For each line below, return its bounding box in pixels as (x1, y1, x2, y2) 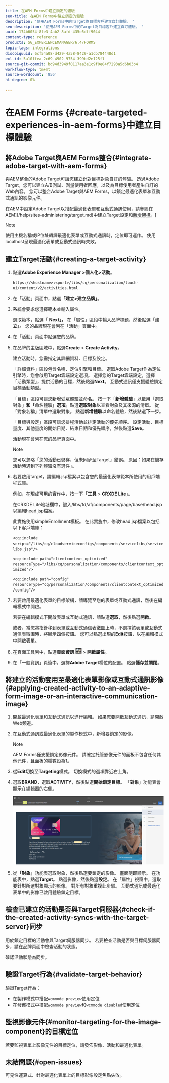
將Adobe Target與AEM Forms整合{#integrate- (5, 154, 152, 162)
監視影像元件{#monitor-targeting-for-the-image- (5, 1018, 161, 1026)
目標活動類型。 (12, 384, 44, 391)
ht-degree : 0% (5, 77, 35, 83)
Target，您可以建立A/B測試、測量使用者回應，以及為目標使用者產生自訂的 (5, 182, 158, 188)
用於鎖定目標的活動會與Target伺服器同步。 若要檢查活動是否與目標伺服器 (5, 937, 157, 943)
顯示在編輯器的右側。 (12, 785, 57, 792)
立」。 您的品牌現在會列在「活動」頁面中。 (12, 323, 100, 329)
